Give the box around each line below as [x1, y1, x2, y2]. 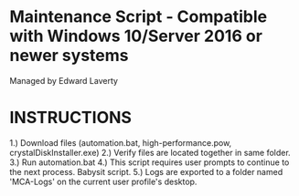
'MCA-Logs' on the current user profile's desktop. [9, 176, 198, 187]
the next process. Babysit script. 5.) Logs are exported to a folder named [9, 166, 283, 177]
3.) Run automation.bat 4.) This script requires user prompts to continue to [9, 157, 290, 168]
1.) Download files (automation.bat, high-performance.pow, [9, 137, 232, 148]
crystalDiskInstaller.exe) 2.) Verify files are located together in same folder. [9, 147, 291, 158]
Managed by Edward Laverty [9, 75, 119, 86]
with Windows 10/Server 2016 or [9, 26, 263, 46]
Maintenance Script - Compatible [9, 6, 268, 27]
